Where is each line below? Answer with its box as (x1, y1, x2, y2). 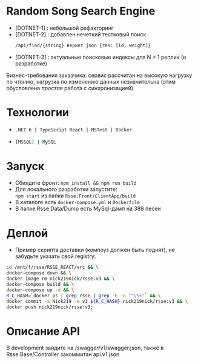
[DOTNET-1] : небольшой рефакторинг (15, 24, 114, 31)
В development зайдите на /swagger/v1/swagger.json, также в (6, 344, 164, 352)
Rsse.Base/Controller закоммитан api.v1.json (6, 351, 120, 358)
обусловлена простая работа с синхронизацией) (6, 84, 134, 91)
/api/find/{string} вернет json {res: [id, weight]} (15, 42, 151, 48)
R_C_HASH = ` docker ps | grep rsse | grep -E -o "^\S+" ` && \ (6, 293, 162, 299)
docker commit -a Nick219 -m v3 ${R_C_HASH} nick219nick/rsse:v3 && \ (6, 298, 188, 304)
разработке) (15, 59, 47, 67)
